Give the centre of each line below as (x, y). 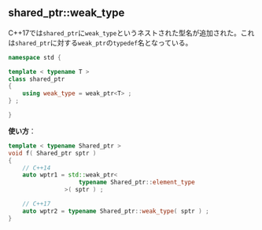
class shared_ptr (37, 79)
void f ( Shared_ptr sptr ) (52, 153)
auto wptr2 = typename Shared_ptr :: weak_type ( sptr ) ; (116, 211)
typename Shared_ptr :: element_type (137, 183)
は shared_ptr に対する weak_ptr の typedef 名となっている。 (100, 42)
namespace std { (35, 57)
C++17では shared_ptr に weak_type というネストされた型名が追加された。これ (131, 33)
